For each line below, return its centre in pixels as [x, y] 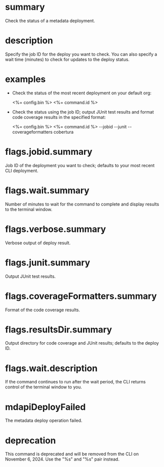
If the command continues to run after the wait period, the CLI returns [75, 382]
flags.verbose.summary [56, 229]
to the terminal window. [29, 209]
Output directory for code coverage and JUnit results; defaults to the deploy [82, 343]
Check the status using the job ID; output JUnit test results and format [83, 112]
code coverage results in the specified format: [59, 117]
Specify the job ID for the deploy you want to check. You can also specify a [81, 54]
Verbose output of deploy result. [38, 243]
